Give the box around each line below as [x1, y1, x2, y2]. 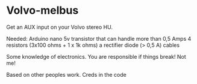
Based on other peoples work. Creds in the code [6, 71, 127, 78]
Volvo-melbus [6, 4, 79, 17]
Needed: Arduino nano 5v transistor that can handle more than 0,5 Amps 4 [6, 35, 192, 42]
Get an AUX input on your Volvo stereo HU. [6, 23, 113, 31]
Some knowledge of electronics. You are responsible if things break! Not [6, 53, 186, 60]
